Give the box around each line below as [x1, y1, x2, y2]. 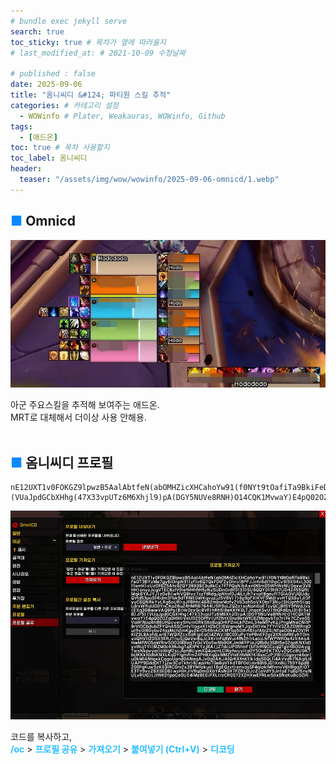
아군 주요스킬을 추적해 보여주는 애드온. [10, 399, 160, 411]
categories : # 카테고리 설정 [10, 100, 120, 110]
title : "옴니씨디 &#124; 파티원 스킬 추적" [10, 90, 172, 100]
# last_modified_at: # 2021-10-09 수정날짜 [10, 48, 186, 58]
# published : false [10, 69, 97, 79]
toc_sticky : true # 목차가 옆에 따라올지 [10, 37, 167, 47]
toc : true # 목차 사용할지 [10, 143, 110, 153]
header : [10, 164, 43, 174]
